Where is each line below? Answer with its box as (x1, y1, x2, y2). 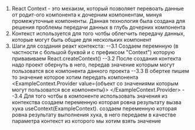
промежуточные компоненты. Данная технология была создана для (11, 18, 186, 24)
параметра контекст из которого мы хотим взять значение (11, 118, 161, 124)
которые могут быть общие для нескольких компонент (11, 36, 152, 43)
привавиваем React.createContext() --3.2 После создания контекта (11, 55, 181, 62)
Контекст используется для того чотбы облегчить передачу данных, (11, 30, 185, 37)
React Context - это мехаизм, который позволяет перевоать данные (11, 5, 184, 12)
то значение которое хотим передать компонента (11, 74, 139, 81)
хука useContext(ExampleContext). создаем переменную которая (11, 105, 177, 112)
